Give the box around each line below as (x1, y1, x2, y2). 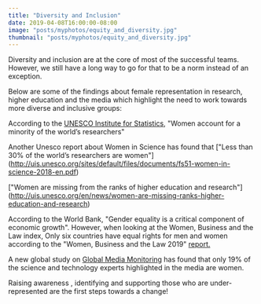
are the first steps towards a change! (49, 287, 169, 296)
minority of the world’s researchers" (8, 127, 125, 137)
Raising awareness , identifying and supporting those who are (8, 278, 208, 288)
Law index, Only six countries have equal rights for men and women (8, 231, 228, 240)
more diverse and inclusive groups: (8, 104, 123, 113)
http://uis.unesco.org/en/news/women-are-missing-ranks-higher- (10, 191, 225, 200)
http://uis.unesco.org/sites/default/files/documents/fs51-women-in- (10, 159, 230, 169)
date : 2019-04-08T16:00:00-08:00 (8, 19, 118, 27)
